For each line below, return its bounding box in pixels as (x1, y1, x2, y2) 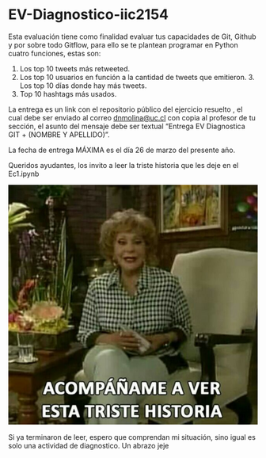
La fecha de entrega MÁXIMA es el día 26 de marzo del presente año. (8, 145, 236, 155)
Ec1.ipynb (8, 169, 40, 178)
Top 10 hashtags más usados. (19, 89, 117, 98)
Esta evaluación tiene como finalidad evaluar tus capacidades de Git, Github (8, 32, 256, 41)
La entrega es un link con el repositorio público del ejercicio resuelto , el (8, 105, 243, 114)
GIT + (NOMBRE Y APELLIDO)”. (8, 129, 110, 139)
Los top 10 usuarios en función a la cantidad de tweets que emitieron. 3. (19, 72, 255, 82)
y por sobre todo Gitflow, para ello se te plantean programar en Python (8, 40, 239, 49)
